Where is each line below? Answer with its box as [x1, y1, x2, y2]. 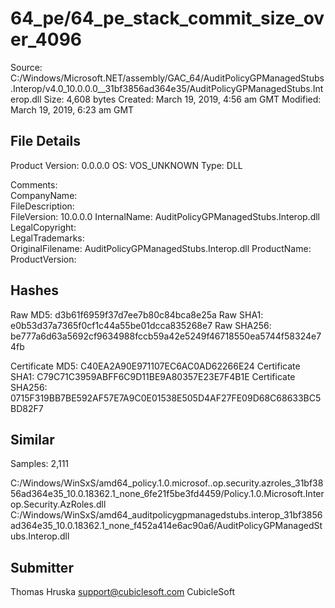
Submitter [10, 559, 74, 576]
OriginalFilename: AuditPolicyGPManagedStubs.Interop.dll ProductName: [10, 242, 312, 254]
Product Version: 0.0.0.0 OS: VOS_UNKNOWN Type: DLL [10, 159, 243, 171]
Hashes [10, 282, 59, 299]
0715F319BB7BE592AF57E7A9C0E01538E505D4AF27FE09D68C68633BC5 [10, 392, 322, 404]
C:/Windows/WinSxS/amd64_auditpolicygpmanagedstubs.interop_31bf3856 [10, 509, 323, 521]
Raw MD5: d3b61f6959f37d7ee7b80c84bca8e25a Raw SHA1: [10, 308, 264, 321]
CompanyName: [10, 189, 78, 201]
